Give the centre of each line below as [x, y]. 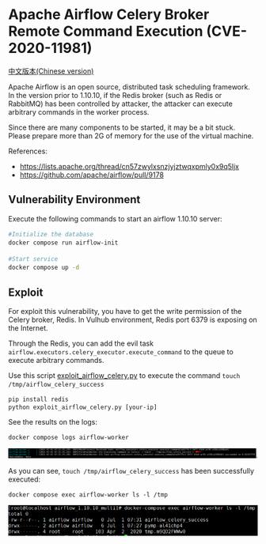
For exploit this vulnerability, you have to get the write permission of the [125, 311]
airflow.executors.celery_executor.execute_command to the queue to [121, 351]
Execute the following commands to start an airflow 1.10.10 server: [116, 218]
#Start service [33, 259]
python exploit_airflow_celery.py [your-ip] [83, 407]
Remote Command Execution [106, 31]
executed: [25, 479]
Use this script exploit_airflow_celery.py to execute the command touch [124, 375]
